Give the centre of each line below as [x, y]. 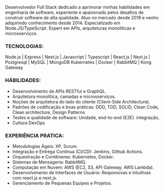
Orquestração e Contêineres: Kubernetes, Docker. [63, 157]
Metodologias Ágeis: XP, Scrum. [45, 146]
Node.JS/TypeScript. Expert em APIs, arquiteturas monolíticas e [70, 28]
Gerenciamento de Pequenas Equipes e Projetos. [62, 183]
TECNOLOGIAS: [24, 46]
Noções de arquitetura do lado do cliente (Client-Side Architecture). [81, 101]
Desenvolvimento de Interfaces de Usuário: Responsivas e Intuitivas [82, 172]
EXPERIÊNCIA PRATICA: [35, 136]
